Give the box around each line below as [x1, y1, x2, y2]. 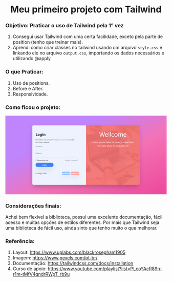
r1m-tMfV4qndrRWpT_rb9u [12, 271, 70, 277]
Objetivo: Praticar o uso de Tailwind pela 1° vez [5, 22, 124, 29]
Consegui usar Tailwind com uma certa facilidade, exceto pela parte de [12, 33, 163, 40]
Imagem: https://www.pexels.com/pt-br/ [12, 255, 98, 261]
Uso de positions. [12, 80, 50, 86]
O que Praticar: [5, 68, 44, 76]
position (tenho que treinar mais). [12, 39, 83, 45]
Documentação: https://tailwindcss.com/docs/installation [12, 260, 134, 267]
